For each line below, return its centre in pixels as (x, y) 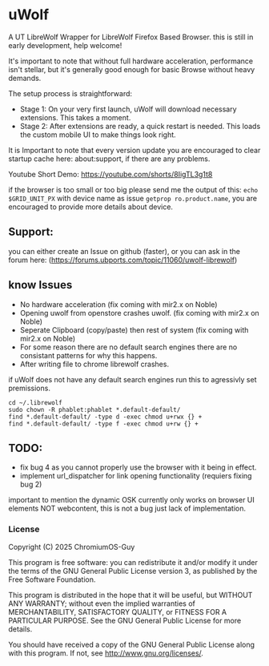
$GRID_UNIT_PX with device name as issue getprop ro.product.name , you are (133, 198)
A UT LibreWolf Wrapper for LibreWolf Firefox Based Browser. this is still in (131, 37)
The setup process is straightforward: (70, 93)
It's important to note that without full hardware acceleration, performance (131, 61)
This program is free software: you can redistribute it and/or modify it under (133, 562)
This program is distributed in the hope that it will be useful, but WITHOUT (130, 595)
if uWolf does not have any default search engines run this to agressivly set (132, 379)
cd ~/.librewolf (35, 402)
